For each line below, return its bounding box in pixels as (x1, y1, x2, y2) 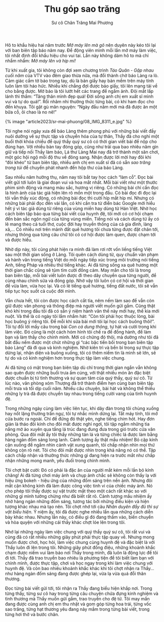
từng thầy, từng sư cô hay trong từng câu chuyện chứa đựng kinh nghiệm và (5, 591, 159, 596)
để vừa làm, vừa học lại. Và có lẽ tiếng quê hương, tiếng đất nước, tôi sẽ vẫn (5, 283, 158, 288)
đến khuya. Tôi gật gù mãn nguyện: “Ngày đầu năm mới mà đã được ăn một (5, 104, 158, 110)
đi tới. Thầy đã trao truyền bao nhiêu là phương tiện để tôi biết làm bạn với (5, 555, 154, 561)
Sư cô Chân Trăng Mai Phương (51, 20, 114, 26)
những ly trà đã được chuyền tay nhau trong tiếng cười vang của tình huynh (5, 391, 157, 396)
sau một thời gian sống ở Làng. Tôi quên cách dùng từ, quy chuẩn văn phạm (5, 252, 159, 257)
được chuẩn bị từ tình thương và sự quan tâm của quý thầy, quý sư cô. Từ (5, 375, 153, 381)
